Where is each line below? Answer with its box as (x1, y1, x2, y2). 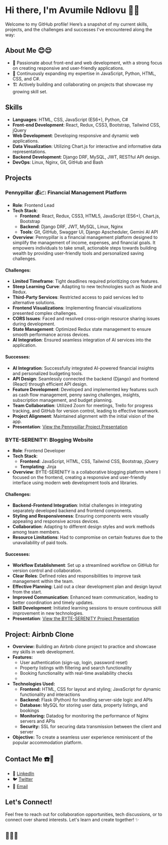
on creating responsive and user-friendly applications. (12, 65, 124, 71)
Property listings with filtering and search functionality (19, 665, 132, 671)
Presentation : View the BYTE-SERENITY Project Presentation (12, 616, 139, 622)
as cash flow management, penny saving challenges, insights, (12, 392, 140, 398)
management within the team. (12, 578, 74, 584)
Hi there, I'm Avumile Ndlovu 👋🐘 (5, 5, 140, 16)
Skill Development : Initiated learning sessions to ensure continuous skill (12, 605, 161, 611)
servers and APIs (19, 718, 55, 725)
